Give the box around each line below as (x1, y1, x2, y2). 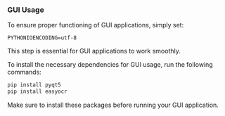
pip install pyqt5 (7, 82, 61, 89)
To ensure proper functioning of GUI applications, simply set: (7, 21, 184, 30)
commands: (7, 68, 42, 77)
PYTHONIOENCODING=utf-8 (7, 34, 77, 41)
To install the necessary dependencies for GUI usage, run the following (7, 60, 213, 69)
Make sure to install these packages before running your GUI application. (7, 101, 219, 110)
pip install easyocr (7, 88, 68, 96)
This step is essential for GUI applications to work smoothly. (7, 47, 181, 56)
